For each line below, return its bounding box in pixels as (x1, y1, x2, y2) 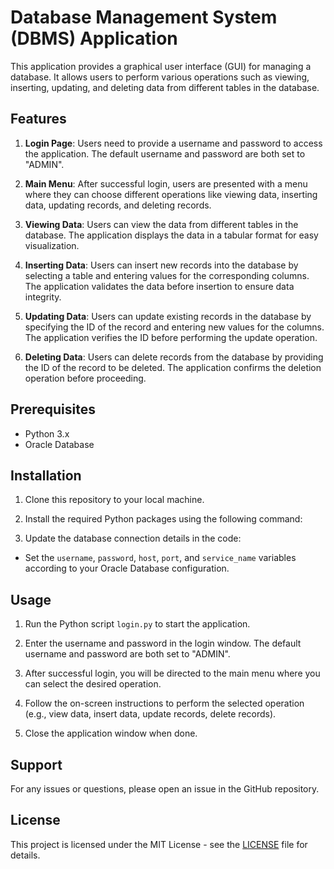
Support (10, 756, 63, 773)
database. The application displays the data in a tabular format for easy (24, 229, 319, 241)
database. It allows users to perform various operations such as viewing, (10, 71, 310, 83)
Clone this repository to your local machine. (24, 494, 205, 506)
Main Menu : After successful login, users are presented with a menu (24, 177, 308, 190)
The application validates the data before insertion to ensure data (24, 280, 295, 292)
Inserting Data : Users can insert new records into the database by (24, 259, 299, 271)
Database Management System (10, 6, 278, 29)
